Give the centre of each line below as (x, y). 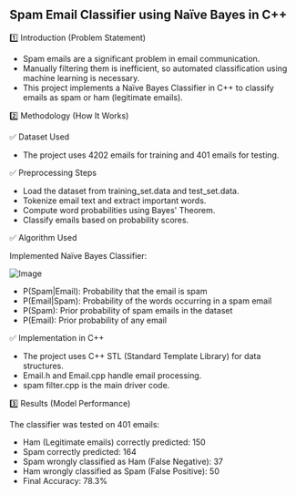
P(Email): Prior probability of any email (94, 320)
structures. (43, 366)
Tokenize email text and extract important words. (114, 201)
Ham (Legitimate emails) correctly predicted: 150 (114, 442)
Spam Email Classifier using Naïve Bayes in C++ (148, 15)
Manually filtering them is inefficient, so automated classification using (155, 68)
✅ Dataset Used (40, 137)
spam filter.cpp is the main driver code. (96, 385)
